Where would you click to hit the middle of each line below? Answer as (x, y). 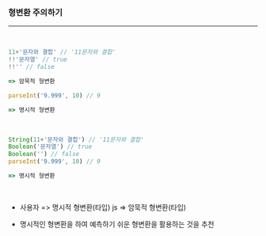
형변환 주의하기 (36, 12)
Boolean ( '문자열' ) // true (50, 147)
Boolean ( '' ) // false (44, 154)
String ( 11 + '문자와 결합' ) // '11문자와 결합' (76, 139)
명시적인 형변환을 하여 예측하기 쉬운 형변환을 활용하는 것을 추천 (117, 224)
